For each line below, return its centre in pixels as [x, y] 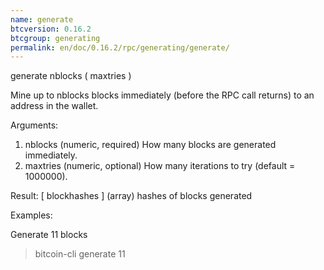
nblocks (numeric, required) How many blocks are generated [150, 145]
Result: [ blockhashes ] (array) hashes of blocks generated [131, 196]
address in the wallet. [54, 106]
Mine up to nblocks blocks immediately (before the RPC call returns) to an [162, 95]
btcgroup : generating [55, 38]
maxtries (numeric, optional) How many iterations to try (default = [160, 166]
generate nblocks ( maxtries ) [71, 76]
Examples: [31, 215]
